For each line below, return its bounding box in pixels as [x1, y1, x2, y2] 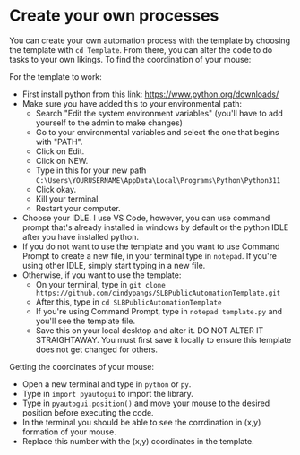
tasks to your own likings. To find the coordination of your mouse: [9, 54, 252, 64]
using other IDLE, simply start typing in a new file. [21, 260, 206, 270]
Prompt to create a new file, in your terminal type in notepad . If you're [21, 250, 278, 261]
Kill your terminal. [35, 193, 101, 204]
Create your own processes [9, 5, 219, 26]
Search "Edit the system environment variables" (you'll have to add [35, 107, 284, 118]
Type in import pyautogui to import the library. [21, 388, 194, 399]
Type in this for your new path [35, 165, 147, 176]
